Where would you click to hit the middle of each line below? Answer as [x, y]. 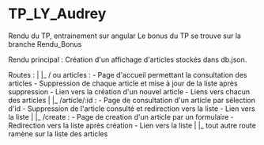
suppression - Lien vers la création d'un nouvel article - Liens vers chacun [129, 91]
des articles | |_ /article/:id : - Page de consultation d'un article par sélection [132, 100]
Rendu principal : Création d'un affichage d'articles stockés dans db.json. [128, 59]
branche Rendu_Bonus [45, 44]
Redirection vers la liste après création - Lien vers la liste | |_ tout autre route [132, 125]
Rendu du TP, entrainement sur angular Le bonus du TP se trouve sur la [124, 36]
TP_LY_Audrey [57, 14]
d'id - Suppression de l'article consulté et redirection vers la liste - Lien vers [132, 109]
